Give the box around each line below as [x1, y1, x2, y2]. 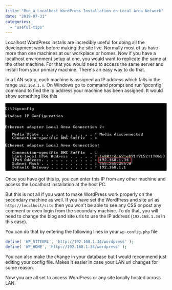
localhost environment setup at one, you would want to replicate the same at [5, 56, 167, 62]
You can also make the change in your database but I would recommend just [5, 253, 167, 260]
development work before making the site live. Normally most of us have [5, 45, 158, 51]
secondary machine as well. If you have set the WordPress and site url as [5, 196, 160, 203]
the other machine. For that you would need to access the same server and [5, 61, 164, 67]
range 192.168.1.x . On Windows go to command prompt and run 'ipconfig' [5, 82, 163, 88]
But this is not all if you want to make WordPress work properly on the [5, 191, 153, 197]
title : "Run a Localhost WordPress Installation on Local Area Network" [5, 8, 164, 13]
